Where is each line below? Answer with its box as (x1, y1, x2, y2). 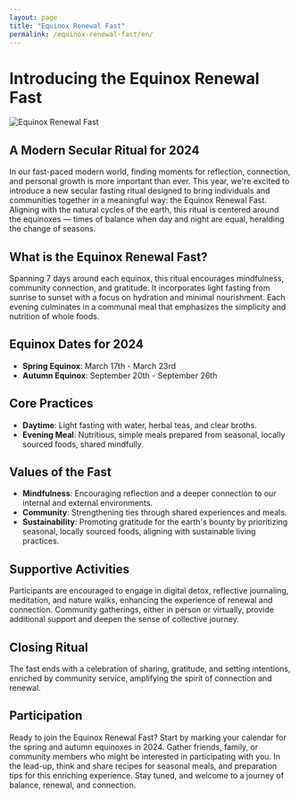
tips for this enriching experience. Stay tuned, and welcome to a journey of (9, 770, 284, 780)
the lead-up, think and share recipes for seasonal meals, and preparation (9, 761, 278, 771)
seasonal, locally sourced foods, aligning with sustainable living (21, 526, 256, 537)
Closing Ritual (9, 640, 89, 655)
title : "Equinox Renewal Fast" (9, 21, 126, 30)
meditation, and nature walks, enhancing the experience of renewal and (9, 595, 273, 606)
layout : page (9, 13, 58, 22)
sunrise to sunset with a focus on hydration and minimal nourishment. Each (9, 291, 286, 302)
